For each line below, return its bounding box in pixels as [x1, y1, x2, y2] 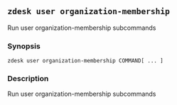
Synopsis [7, 41, 41, 51]
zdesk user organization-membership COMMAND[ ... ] [7, 57, 163, 65]
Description [7, 74, 49, 84]
